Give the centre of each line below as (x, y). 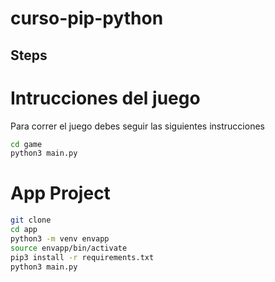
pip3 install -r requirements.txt (82, 257)
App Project (60, 193)
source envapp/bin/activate (69, 248)
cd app (24, 230)
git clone (31, 220)
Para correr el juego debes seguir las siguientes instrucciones (137, 126)
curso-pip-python (87, 18)
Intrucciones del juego (105, 98)
